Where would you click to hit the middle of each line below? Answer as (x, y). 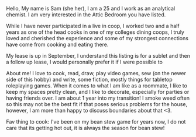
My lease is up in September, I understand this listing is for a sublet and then (98, 56)
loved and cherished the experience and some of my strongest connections (97, 38)
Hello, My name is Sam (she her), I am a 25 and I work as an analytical (91, 8)
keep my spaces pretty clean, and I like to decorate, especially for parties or (98, 92)
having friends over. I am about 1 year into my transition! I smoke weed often (98, 98)
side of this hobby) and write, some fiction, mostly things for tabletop (89, 79)
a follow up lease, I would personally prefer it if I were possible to (84, 62)
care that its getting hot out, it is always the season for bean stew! (85, 128)
